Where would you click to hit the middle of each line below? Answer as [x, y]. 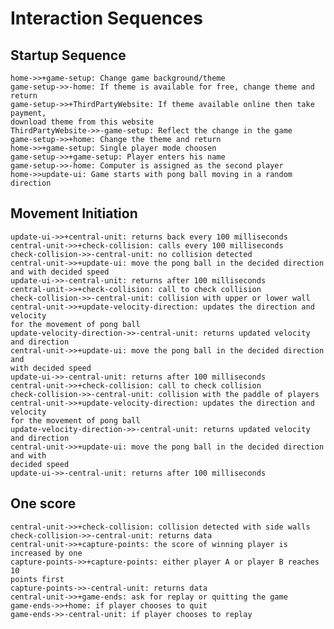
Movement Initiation [74, 213]
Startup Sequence [68, 55]
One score [43, 503]
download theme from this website [82, 122]
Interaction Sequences [106, 18]
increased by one [46, 553]
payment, [28, 113]
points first [37, 579]
